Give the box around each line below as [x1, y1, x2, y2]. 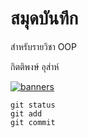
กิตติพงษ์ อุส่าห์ [10, 60, 60, 72]
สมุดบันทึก [10, 7, 79, 30]
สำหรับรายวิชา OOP [10, 40, 77, 52]
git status [10, 100, 56, 110]
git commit [10, 117, 56, 127]
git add [10, 108, 43, 119]
